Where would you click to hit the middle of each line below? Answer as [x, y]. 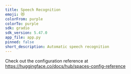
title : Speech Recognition [33, 10]
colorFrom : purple [24, 19]
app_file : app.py [23, 38]
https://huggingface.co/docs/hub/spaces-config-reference [65, 66]
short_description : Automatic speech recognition [57, 47]
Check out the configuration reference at [47, 61]
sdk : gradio [17, 28]
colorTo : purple [22, 24]
